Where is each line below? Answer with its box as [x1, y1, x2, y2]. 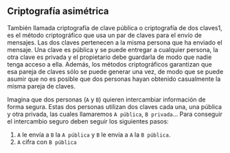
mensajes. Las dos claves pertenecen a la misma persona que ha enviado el [7, 38, 222, 47]
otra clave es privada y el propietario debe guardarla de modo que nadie [7, 53, 212, 61]
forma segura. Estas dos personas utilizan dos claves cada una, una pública [7, 102, 222, 110]
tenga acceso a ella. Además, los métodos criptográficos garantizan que [7, 60, 212, 68]
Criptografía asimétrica [7, 5, 109, 17]
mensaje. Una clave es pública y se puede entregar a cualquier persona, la [7, 45, 218, 54]
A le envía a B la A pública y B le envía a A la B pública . [16, 130, 171, 139]
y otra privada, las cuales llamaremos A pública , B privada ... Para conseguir [7, 110, 223, 118]
